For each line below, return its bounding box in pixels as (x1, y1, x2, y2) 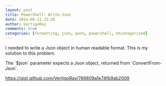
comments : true (5, 26, 37, 31)
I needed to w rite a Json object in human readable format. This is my (5, 45, 148, 51)
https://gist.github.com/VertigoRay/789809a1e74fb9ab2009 (5, 75, 130, 81)
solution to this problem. (5, 50, 56, 56)
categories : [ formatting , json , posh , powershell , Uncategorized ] (5, 31, 148, 36)
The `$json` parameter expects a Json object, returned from (5, 60, 130, 66)
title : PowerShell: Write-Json (5, 12, 71, 17)
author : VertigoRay (5, 21, 46, 27)
